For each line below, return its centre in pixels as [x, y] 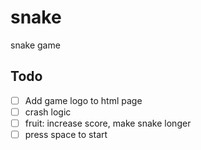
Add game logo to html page [83, 100]
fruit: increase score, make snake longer [108, 123]
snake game [35, 45]
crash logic [48, 112]
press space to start [66, 134]
